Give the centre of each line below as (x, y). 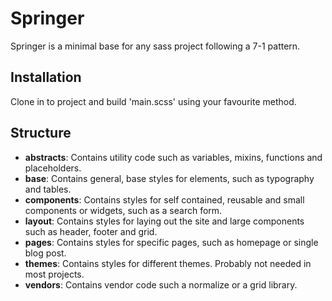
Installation (46, 77)
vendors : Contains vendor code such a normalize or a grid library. (161, 284)
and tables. (48, 189)
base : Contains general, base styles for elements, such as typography (169, 178)
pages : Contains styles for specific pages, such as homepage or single (171, 242)
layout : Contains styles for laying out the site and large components (164, 221)
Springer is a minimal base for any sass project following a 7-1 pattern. (155, 46)
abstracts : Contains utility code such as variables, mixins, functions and (173, 157)
